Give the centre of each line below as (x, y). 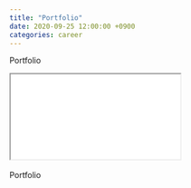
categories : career (46, 35)
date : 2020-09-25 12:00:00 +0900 (72, 26)
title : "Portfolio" (46, 18)
